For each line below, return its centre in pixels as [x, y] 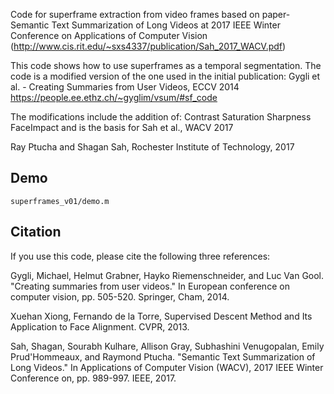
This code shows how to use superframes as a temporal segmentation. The [166, 65]
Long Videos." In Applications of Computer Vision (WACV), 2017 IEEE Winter [167, 367]
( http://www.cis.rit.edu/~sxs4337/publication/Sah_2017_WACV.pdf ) [148, 46]
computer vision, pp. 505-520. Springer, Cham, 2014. [120, 296]
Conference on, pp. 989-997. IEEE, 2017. [93, 378]
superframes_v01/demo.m [60, 201]
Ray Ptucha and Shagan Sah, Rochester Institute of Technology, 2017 [152, 147]
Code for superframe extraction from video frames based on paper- [150, 14]
